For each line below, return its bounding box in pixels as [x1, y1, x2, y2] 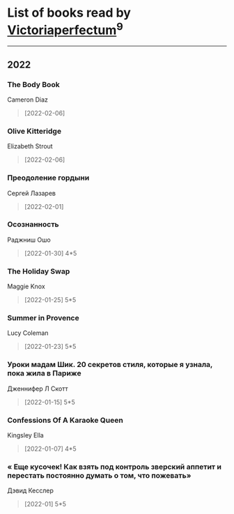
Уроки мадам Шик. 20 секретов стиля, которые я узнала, [7, 360, 213, 370]
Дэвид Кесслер [7, 486, 54, 495]
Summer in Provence [7, 313, 79, 323]
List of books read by [7, 5, 131, 21]
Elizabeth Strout [7, 142, 54, 150]
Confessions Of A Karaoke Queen [7, 415, 123, 425]
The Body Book [7, 79, 61, 89]
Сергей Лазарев [7, 189, 56, 197]
